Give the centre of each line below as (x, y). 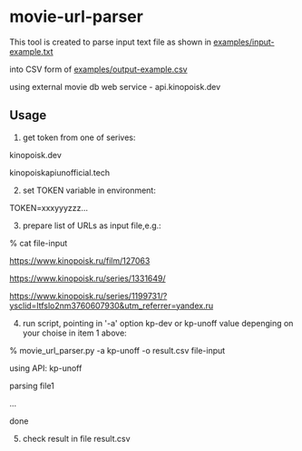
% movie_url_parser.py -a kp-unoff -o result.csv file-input (117, 350)
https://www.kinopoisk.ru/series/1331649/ (88, 278)
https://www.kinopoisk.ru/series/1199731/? (88, 296)
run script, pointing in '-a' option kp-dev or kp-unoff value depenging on (158, 323)
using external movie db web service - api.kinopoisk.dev (115, 86)
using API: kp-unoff (46, 368)
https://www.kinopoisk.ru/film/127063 (80, 260)
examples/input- (244, 42)
